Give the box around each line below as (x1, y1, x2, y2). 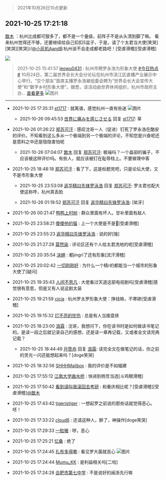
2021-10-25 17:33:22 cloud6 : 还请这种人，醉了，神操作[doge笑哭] (12, 417, 147, 423)
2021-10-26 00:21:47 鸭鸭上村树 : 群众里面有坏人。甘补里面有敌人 (12, 210, 147, 216)
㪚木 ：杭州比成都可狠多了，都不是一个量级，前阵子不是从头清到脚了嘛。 (5, 33, 154, 39)
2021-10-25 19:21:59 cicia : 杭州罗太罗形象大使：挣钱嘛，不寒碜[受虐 (12, 295, 152, 301)
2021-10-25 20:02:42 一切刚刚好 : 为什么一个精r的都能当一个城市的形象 (12, 262, 158, 268)
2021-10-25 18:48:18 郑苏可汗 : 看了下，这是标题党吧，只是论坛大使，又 (12, 166, 159, 172)
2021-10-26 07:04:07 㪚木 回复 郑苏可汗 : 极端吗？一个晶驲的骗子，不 (19, 149, 160, 155)
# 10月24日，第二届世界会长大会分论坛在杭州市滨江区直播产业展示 (17, 71, 153, 77)
